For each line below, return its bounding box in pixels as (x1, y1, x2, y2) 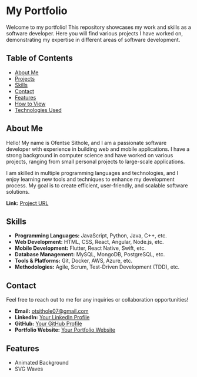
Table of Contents (6, 53, 74, 63)
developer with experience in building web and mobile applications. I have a (6, 145, 190, 153)
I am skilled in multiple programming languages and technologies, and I (6, 169, 179, 176)
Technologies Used (14, 106, 62, 113)
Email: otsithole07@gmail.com (14, 307, 89, 315)
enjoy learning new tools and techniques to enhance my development (6, 176, 175, 183)
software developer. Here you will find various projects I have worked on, (6, 29, 183, 37)
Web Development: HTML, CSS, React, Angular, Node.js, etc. (14, 239, 164, 246)
